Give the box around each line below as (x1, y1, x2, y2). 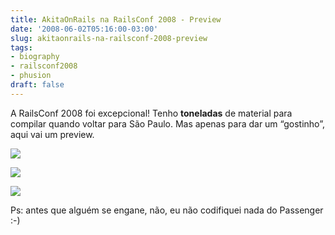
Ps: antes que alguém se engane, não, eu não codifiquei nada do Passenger (10, 204, 324, 216)
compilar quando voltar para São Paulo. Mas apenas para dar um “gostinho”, (10, 117, 325, 130)
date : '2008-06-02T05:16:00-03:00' (10, 24, 159, 34)
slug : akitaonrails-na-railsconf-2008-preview (10, 33, 208, 43)
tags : (10, 42, 33, 53)
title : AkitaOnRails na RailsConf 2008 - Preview (10, 14, 222, 25)
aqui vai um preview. (10, 128, 95, 140)
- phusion (10, 71, 52, 81)
